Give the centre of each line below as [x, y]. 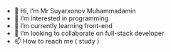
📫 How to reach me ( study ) [57, 41]
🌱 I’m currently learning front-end [63, 26]
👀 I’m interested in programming [61, 18]
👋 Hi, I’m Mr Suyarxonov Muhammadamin [75, 11]
